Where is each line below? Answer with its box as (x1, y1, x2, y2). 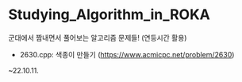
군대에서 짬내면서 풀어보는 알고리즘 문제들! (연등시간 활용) (8, 33, 187, 42)
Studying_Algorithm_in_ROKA (8, 6, 210, 24)
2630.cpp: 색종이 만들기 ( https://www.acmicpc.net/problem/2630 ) (19, 49, 235, 59)
